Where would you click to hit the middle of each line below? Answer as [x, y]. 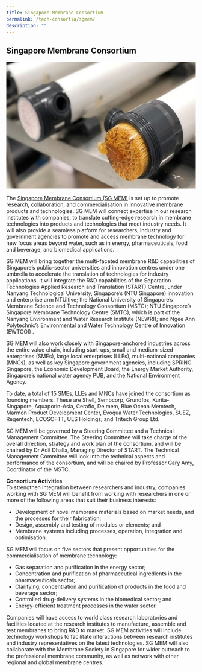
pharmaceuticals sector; [45, 580]
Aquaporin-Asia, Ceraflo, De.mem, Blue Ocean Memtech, [105, 406]
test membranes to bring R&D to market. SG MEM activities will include [94, 630]
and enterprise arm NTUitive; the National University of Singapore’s [90, 299]
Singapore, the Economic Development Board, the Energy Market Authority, [100, 369]
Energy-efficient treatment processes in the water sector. [86, 606]
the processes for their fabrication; [58, 518]
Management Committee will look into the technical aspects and [86, 456]
